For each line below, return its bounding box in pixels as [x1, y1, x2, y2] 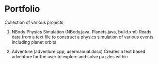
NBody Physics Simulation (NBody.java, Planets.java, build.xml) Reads [11, 29, 152, 34]
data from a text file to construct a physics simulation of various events [11, 34, 154, 40]
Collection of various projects [4, 19, 63, 25]
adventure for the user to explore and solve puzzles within [11, 53, 128, 59]
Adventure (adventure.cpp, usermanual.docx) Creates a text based [11, 48, 146, 54]
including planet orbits [11, 39, 57, 45]
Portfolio [4, 3, 40, 15]
